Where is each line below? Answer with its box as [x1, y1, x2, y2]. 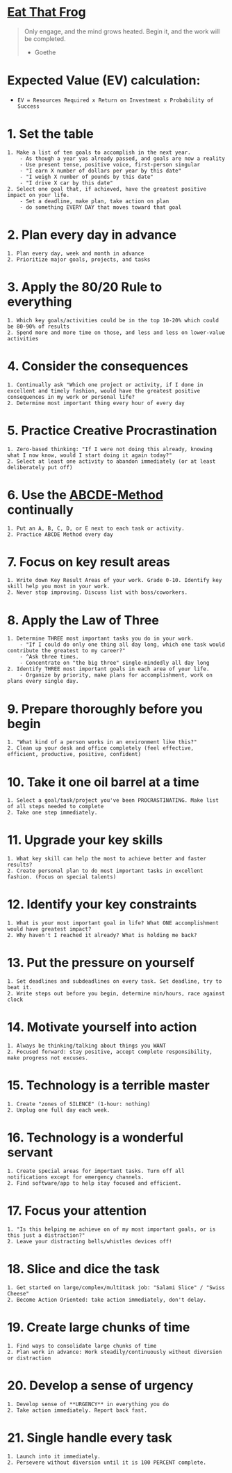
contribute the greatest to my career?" [7, 647, 126, 654]
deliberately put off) [7, 464, 73, 471]
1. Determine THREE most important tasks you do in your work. [7, 635, 194, 643]
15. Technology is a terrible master [7, 1078, 210, 1094]
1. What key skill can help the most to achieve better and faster [7, 856, 207, 862]
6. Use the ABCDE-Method [7, 487, 163, 503]
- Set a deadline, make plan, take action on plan [19, 198, 169, 205]
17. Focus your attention [7, 1203, 147, 1219]
